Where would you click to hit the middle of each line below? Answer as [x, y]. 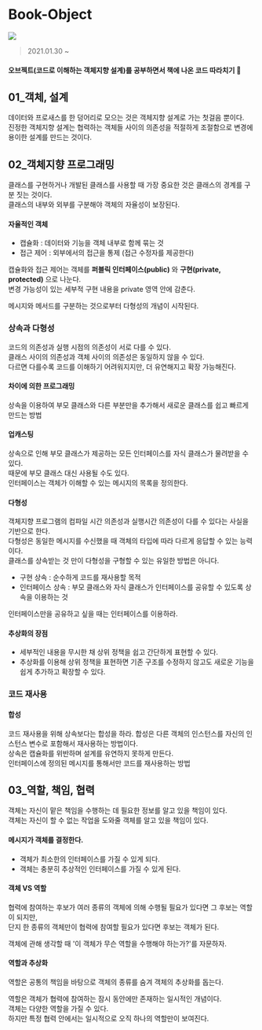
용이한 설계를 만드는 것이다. [50, 137]
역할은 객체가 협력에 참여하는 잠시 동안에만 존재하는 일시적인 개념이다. [115, 999]
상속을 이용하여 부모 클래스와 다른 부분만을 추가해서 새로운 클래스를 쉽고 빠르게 [129, 405]
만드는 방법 [25, 415]
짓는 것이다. [34, 195]
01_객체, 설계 [38, 97]
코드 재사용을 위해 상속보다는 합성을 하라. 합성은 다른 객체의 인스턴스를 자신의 [126, 733]
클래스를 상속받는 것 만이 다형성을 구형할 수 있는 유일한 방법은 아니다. [114, 561]
